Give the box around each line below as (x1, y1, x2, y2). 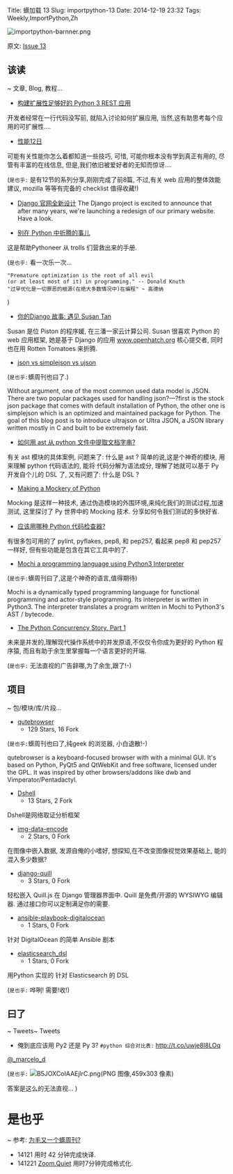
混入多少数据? (7, 855, 47, 863)
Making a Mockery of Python (17, 484, 101, 493)
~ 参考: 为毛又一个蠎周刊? (7, 1136, 81, 1144)
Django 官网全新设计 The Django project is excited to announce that (17, 199, 212, 207)
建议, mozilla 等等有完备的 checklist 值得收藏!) (7, 184, 139, 192)
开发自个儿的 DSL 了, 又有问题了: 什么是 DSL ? (7, 470, 139, 479)
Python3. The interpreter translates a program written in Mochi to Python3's (7, 602, 225, 611)
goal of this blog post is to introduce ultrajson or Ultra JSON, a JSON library (7, 416, 224, 424)
